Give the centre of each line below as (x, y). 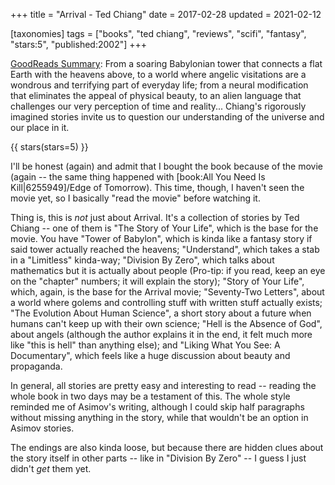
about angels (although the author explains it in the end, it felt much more (161, 334)
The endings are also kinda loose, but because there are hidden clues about (167, 447)
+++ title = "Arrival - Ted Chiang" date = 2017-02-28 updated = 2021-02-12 (166, 14)
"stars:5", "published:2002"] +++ (79, 44)
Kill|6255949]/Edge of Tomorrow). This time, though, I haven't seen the (157, 187)
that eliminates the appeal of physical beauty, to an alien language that (156, 95)
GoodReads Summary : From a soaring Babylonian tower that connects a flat (166, 63)
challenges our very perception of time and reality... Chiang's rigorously (158, 106)
